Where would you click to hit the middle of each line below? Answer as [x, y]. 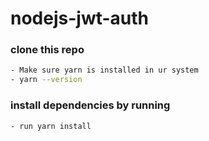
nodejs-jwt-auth [80, 18]
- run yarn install [51, 126]
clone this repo [47, 50]
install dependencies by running [90, 105]
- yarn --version [46, 80]
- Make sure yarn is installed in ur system [104, 70]
